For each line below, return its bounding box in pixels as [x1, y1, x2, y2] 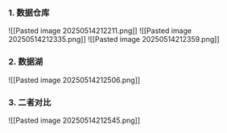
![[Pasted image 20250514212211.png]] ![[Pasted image [8, 26, 192, 35]
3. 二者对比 [8, 97, 52, 108]
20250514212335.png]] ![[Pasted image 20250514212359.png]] [8, 35, 220, 44]
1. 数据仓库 [8, 6, 50, 18]
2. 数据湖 [8, 56, 43, 68]
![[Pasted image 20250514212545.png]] [8, 115, 141, 125]
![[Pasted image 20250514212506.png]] [8, 75, 141, 85]
